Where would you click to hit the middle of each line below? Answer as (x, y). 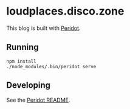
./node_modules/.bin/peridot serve (51, 66)
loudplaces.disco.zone (65, 11)
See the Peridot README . (38, 100)
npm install (21, 61)
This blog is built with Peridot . (43, 28)
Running (23, 47)
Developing (28, 86)
